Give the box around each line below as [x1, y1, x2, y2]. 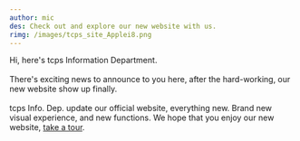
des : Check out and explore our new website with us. [9, 22, 218, 31]
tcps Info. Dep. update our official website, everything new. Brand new [9, 103, 273, 114]
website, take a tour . [9, 122, 85, 133]
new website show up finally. [9, 83, 118, 95]
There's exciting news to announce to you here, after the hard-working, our [9, 74, 291, 85]
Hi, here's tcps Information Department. [9, 55, 158, 66]
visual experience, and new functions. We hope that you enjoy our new [9, 112, 275, 123]
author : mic [9, 13, 54, 23]
